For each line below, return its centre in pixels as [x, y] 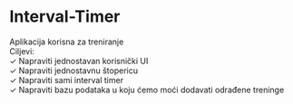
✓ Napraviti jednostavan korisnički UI [79, 61]
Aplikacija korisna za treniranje [67, 42]
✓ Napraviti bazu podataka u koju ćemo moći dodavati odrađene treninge [147, 90]
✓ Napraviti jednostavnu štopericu [74, 71]
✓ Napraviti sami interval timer [67, 80]
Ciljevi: [22, 51]
